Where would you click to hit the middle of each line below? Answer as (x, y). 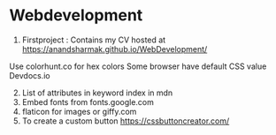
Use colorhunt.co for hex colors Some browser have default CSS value (138, 66)
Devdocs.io (30, 75)
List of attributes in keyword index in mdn (97, 93)
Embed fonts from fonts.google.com (88, 101)
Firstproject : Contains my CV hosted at (94, 40)
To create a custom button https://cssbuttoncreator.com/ (126, 121)
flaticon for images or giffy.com (79, 111)
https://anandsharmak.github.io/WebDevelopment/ (115, 49)
